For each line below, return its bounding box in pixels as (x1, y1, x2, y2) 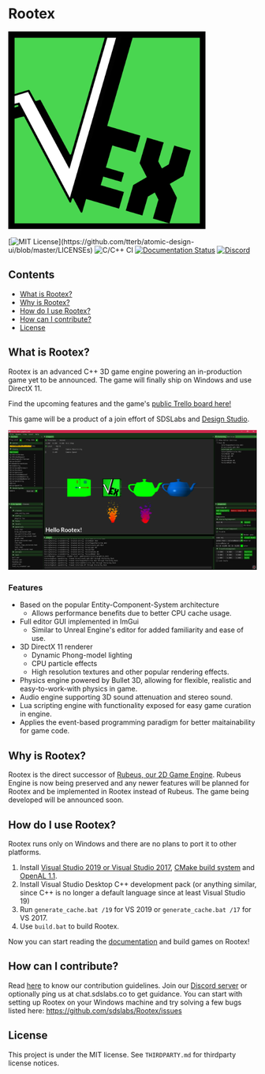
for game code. (19, 726, 70, 736)
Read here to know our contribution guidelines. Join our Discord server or (8, 981, 248, 990)
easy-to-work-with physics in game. (19, 684, 138, 694)
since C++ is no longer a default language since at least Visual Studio (19, 887, 246, 897)
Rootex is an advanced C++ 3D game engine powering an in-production (8, 367, 242, 376)
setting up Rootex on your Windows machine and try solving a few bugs (8, 997, 242, 1007)
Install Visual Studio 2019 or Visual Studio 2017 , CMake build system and (19, 862, 255, 872)
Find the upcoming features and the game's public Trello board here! (8, 398, 232, 408)
